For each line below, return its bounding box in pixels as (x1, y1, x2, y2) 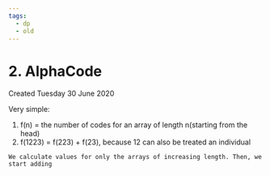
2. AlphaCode (8, 62, 103, 80)
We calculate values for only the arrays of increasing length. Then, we (8, 153, 263, 161)
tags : (8, 11, 27, 20)
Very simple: (8, 105, 50, 114)
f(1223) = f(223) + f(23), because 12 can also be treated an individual (19, 137, 251, 147)
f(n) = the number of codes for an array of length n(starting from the (19, 120, 248, 130)
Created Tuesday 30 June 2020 (8, 88, 115, 98)
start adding (8, 160, 53, 169)
